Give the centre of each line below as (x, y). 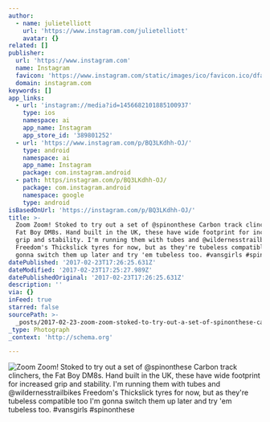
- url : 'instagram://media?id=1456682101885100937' (104, 105)
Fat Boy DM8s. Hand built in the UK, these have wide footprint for (133, 233)
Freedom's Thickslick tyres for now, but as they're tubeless (122, 248)
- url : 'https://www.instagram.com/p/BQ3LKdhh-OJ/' (104, 143)
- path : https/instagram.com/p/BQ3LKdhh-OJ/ (91, 180)
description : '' (35, 285)
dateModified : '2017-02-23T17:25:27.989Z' (80, 270)
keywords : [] (30, 90)
